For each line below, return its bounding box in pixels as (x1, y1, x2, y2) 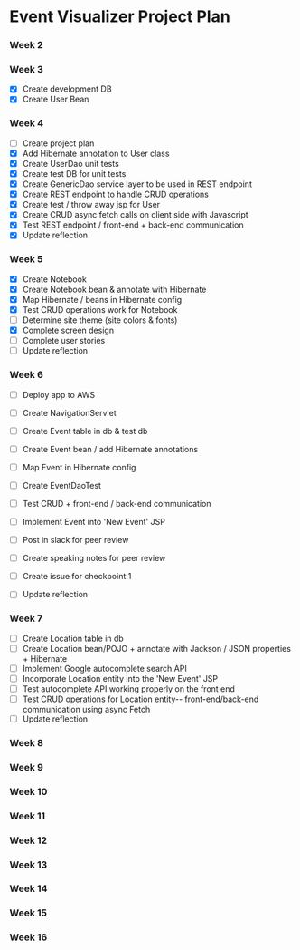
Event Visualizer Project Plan (9, 6, 230, 27)
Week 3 (9, 63, 43, 76)
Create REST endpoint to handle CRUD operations (22, 189, 210, 200)
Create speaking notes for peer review (22, 553, 166, 564)
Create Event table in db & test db (22, 425, 148, 436)
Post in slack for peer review (22, 535, 129, 546)
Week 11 (9, 809, 46, 822)
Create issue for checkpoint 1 (22, 571, 132, 582)
